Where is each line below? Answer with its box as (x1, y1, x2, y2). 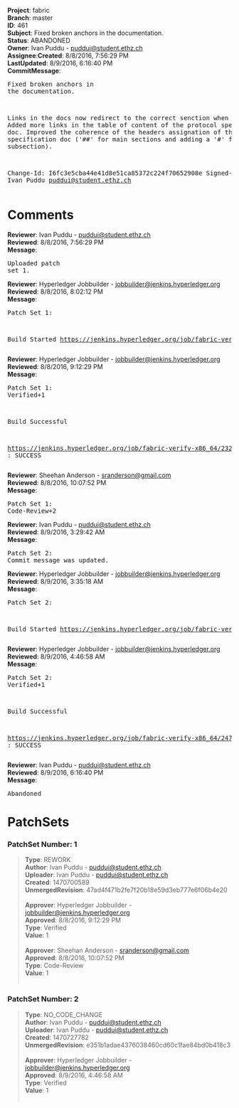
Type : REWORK (24, 856, 71, 864)
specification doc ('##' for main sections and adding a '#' (7, 135, 225, 143)
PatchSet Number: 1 (7, 839, 78, 849)
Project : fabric (7, 6, 50, 14)
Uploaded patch (7, 259, 60, 267)
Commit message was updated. (7, 556, 109, 564)
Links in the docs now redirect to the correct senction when (7, 114, 229, 122)
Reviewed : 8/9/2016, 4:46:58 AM (7, 652, 105, 661)
